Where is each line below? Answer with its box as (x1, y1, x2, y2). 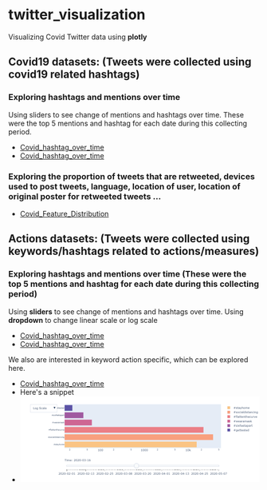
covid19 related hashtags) (8, 68, 140, 82)
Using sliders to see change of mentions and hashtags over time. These (8, 110, 245, 119)
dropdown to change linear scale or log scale (8, 315, 158, 325)
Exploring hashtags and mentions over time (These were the (8, 269, 247, 280)
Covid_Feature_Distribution (19, 209, 109, 218)
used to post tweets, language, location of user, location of (8, 181, 241, 192)
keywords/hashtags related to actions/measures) (8, 245, 260, 258)
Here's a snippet (19, 387, 74, 396)
